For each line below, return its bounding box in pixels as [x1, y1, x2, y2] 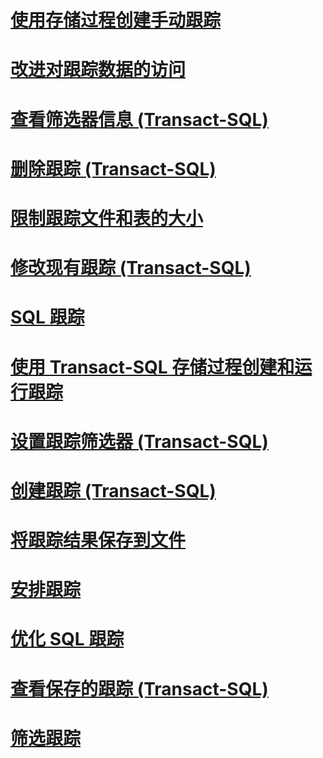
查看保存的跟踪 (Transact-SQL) [10, 677, 269, 700]
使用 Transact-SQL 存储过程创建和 [10, 356, 295, 378]
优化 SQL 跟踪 [10, 628, 125, 651]
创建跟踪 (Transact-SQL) [10, 479, 217, 502]
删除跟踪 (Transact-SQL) [10, 157, 217, 180]
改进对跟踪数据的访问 [10, 59, 187, 81]
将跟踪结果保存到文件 [10, 529, 187, 552]
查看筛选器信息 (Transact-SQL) [10, 108, 269, 131]
